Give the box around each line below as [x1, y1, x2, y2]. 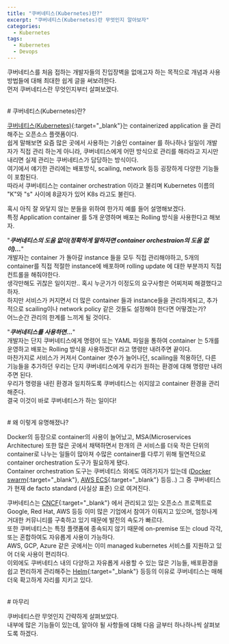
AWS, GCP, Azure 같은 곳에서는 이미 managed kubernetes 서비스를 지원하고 [7, 541, 215, 549]
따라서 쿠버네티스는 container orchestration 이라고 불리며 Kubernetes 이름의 [7, 181, 215, 189]
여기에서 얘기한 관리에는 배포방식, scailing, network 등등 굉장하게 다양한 [7, 164, 202, 172]
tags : [7, 36, 23, 42]
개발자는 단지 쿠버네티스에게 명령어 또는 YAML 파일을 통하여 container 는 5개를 [7, 336, 220, 345]
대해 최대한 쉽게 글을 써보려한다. [30, 76, 117, 84]
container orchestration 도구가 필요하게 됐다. [7, 458, 130, 467]
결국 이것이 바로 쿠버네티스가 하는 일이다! [7, 396, 117, 404]
